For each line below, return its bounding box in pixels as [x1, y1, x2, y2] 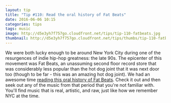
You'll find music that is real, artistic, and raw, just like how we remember [5, 87, 158, 93]
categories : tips [5, 21, 42, 27]
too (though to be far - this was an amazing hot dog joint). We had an [5, 71, 150, 77]
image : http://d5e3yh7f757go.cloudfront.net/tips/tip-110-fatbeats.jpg [5, 31, 160, 36]
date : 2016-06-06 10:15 [5, 17, 56, 22]
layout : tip [5, 7, 31, 13]
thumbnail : [5, 36, 28, 41]
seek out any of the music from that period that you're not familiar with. [5, 82, 155, 88]
